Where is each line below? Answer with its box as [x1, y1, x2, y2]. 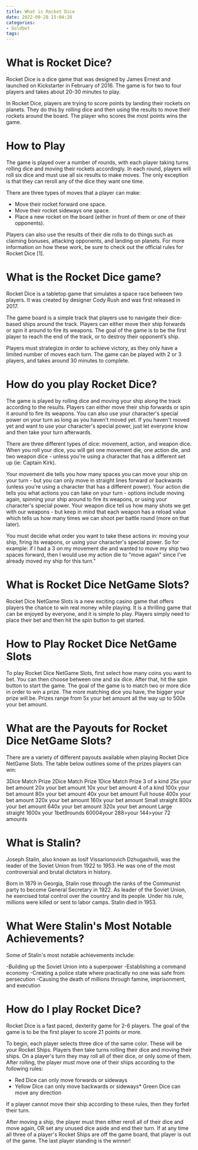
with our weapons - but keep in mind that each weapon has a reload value [6, 508, 186, 515]
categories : [6, 20, 35, 25]
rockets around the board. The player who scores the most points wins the [6, 112, 187, 119]
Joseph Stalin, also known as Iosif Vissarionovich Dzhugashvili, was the [6, 855, 180, 862]
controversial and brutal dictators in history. [6, 868, 112, 876]
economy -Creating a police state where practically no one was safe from [6, 969, 185, 976]
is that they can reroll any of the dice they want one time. [6, 178, 144, 185]
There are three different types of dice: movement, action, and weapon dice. [6, 440, 192, 447]
